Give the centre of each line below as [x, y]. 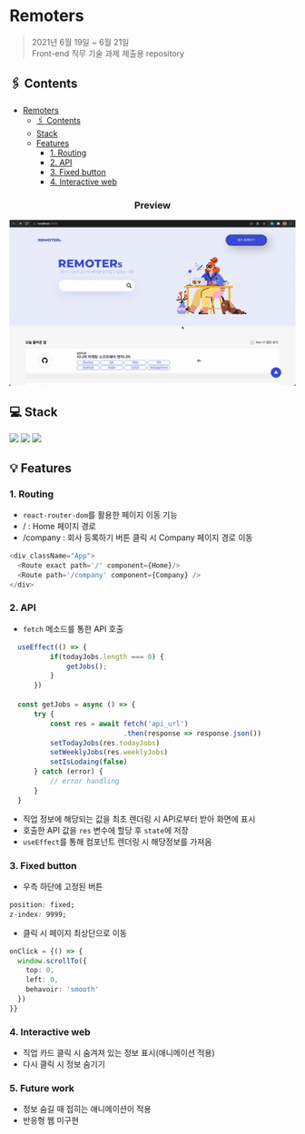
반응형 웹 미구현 [50, 1120]
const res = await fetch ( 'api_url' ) [119, 724]
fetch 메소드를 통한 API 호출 [73, 628]
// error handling [84, 782]
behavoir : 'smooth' [63, 990]
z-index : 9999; [38, 914]
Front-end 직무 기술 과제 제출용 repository [108, 53]
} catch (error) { [68, 772]
